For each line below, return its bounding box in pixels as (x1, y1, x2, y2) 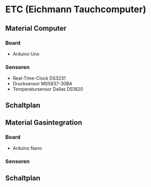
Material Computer (5, 24, 67, 33)
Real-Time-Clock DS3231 (12, 75, 66, 81)
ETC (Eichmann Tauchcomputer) (5, 4, 146, 15)
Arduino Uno (12, 51, 40, 57)
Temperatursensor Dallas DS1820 (12, 86, 83, 92)
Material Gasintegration (5, 118, 83, 127)
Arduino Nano (12, 145, 42, 151)
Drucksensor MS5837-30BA (12, 81, 72, 87)
